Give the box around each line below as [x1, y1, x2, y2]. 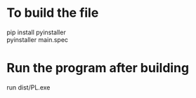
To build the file [6, 5, 99, 21]
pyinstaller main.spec [6, 35, 68, 43]
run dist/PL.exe [6, 83, 51, 92]
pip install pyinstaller [6, 28, 66, 36]
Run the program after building [6, 60, 190, 76]
